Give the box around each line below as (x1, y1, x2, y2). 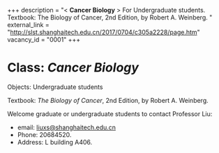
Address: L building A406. (17, 138, 93, 146)
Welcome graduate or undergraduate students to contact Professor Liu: (7, 109, 213, 118)
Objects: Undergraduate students (7, 83, 103, 91)
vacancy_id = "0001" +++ (7, 35, 81, 44)
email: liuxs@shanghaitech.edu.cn (17, 123, 116, 131)
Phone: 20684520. (17, 130, 72, 138)
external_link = (7, 21, 50, 29)
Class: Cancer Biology (7, 60, 139, 76)
